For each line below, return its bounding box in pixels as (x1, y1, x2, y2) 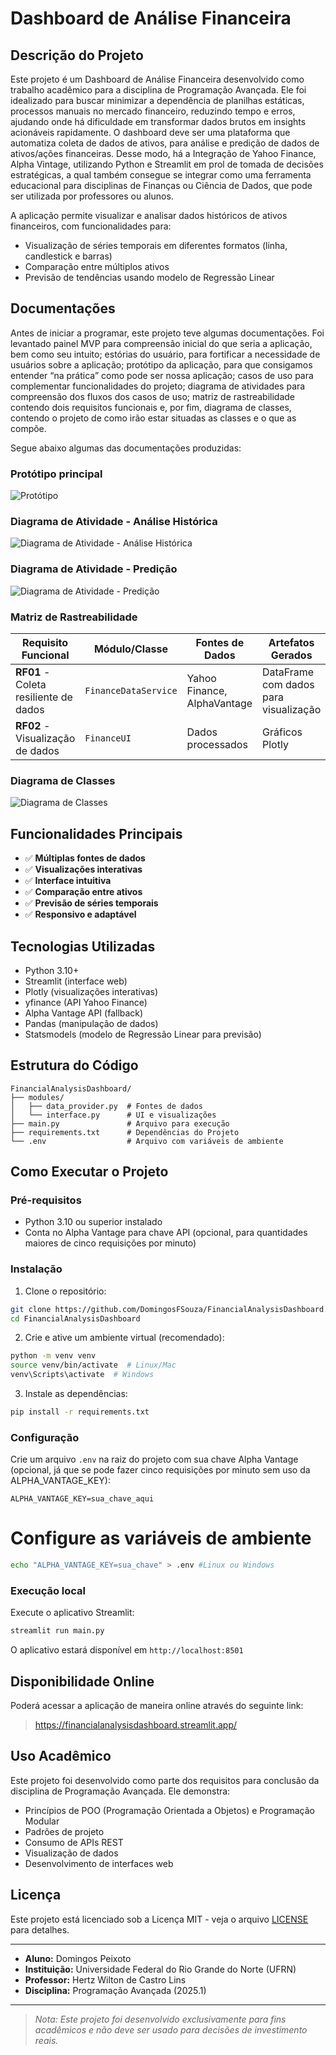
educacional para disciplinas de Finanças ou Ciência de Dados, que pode (10, 180, 313, 191)
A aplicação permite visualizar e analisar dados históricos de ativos (10, 210, 288, 221)
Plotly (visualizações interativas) (24, 985, 159, 997)
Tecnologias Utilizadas (10, 938, 156, 955)
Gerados (270, 648, 313, 662)
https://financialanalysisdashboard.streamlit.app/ (34, 1719, 238, 1731)
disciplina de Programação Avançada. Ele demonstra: (10, 1785, 231, 1797)
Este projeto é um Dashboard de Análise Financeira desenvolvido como (10, 73, 305, 85)
